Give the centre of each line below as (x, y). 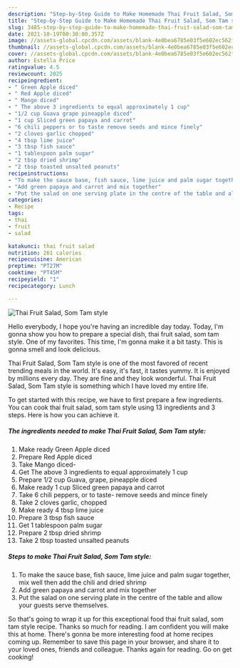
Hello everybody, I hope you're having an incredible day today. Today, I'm (116, 326)
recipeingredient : (35, 80)
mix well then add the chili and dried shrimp (82, 582)
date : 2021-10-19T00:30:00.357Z (56, 34)
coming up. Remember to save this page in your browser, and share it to (114, 642)
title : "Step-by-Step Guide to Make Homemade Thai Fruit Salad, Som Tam (118, 21)
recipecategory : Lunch (42, 286)
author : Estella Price (42, 61)
